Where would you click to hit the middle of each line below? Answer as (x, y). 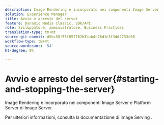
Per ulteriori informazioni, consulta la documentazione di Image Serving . (79, 117)
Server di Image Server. (29, 108)
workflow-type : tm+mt (27, 42)
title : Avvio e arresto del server (41, 19)
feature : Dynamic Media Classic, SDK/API (48, 23)
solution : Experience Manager (36, 14)
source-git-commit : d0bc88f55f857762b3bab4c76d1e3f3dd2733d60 (70, 37)
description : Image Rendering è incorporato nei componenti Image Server (82, 10)
